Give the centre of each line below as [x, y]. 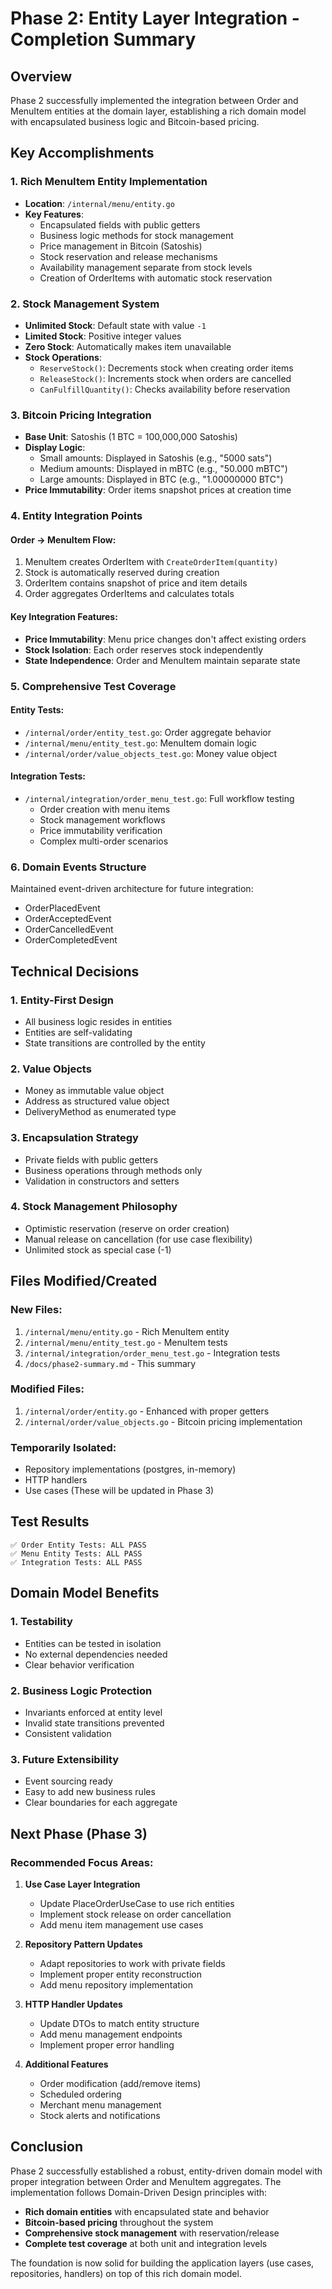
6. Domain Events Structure [78, 867]
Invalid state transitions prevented [94, 1723]
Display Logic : [55, 448]
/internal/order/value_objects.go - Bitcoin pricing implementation [163, 1421]
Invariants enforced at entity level [93, 1712]
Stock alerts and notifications [100, 2115]
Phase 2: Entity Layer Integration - [155, 18]
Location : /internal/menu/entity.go [99, 203]
